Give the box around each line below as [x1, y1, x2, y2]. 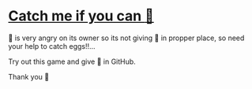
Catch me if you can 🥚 [8, 7, 154, 25]
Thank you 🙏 [8, 72, 50, 81]
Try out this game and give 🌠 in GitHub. [8, 57, 136, 66]
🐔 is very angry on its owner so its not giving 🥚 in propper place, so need [8, 33, 245, 43]
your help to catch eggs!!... [8, 41, 96, 50]
